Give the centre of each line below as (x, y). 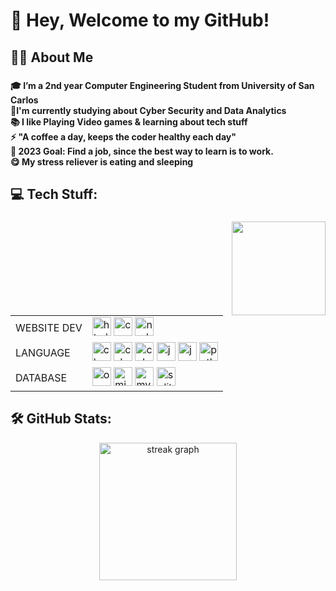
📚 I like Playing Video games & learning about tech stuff (129, 121)
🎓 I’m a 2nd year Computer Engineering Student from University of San (162, 85)
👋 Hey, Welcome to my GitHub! (140, 20)
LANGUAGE (43, 352)
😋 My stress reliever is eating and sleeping (102, 161)
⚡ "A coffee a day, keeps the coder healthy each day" (123, 136)
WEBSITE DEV (49, 327)
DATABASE (41, 377)
